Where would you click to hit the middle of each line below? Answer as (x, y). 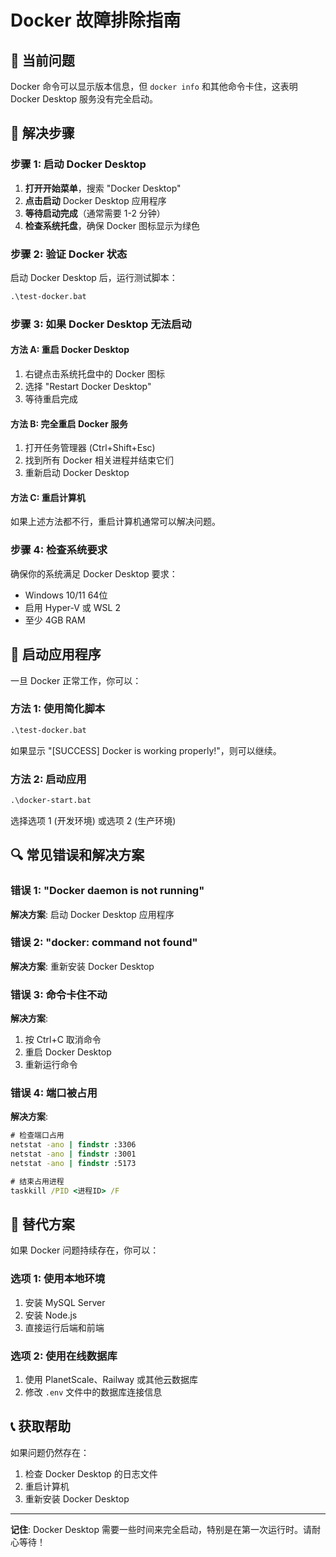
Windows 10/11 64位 (66, 595)
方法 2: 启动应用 (48, 779)
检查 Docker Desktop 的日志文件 (91, 1473)
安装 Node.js (51, 1315)
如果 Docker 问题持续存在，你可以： (85, 1250)
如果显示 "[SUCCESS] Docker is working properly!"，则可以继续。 (146, 750)
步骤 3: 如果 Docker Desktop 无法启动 (101, 324)
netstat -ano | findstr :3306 (73, 1145)
